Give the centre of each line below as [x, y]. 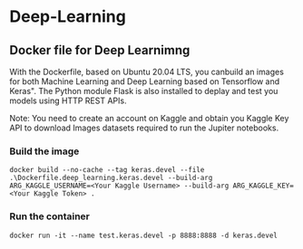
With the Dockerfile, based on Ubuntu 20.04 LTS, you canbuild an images [147, 72]
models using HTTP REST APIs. [68, 101]
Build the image [44, 151]
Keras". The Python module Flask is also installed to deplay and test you [144, 91]
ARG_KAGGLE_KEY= [264, 186]
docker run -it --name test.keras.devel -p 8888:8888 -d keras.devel [144, 235]
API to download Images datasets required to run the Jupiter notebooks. [144, 128]
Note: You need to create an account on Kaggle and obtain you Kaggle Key [149, 118]
